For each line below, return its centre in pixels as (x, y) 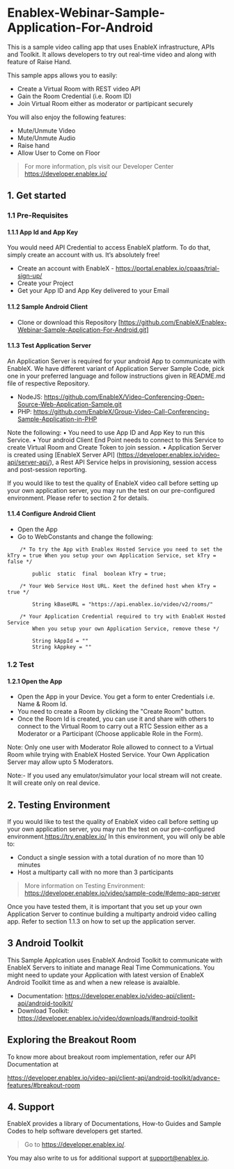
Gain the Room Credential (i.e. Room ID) (75, 96)
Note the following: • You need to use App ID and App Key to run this (106, 432)
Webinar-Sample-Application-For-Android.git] (83, 330)
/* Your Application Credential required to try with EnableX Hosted (123, 617)
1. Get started (37, 196)
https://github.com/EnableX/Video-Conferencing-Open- (124, 397)
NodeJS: (30, 397)
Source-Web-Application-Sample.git (69, 404)
